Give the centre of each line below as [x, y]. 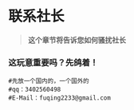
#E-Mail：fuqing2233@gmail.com [60, 98]
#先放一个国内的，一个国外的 [49, 81]
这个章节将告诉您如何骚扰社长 [77, 40]
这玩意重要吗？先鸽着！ [53, 62]
